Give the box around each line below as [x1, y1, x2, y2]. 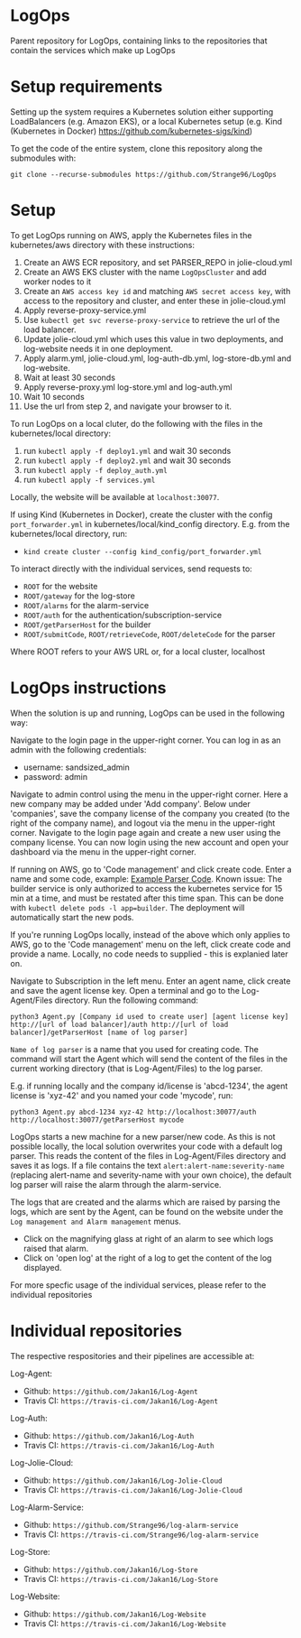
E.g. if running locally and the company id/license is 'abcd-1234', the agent [10, 1080, 288, 1091]
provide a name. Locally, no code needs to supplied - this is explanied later [10, 949, 289, 959]
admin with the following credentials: [10, 744, 147, 754]
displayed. [23, 1262, 62, 1272]
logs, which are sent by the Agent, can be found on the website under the [10, 1206, 284, 1217]
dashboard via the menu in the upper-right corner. [10, 846, 196, 857]
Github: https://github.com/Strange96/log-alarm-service [23, 1519, 239, 1530]
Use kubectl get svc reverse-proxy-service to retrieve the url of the [23, 314, 280, 325]
